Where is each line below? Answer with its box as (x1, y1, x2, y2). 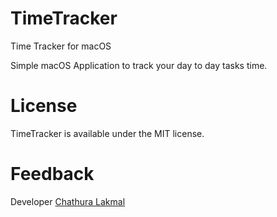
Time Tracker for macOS (10, 40, 112, 52)
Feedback (10, 163, 95, 186)
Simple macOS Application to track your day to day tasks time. (10, 59, 268, 71)
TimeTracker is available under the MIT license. (10, 127, 205, 139)
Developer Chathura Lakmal (10, 195, 126, 207)
